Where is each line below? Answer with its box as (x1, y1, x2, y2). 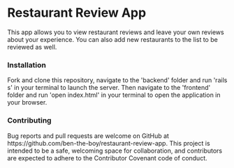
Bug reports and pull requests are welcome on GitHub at (7, 131, 170, 140)
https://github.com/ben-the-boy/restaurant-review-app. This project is (7, 139, 211, 147)
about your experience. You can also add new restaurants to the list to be (7, 35, 218, 43)
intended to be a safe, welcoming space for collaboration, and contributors (7, 146, 222, 155)
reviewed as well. (7, 43, 57, 51)
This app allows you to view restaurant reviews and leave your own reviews (7, 28, 225, 36)
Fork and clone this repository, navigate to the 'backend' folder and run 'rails (7, 76, 228, 84)
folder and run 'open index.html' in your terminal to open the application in (7, 91, 221, 99)
